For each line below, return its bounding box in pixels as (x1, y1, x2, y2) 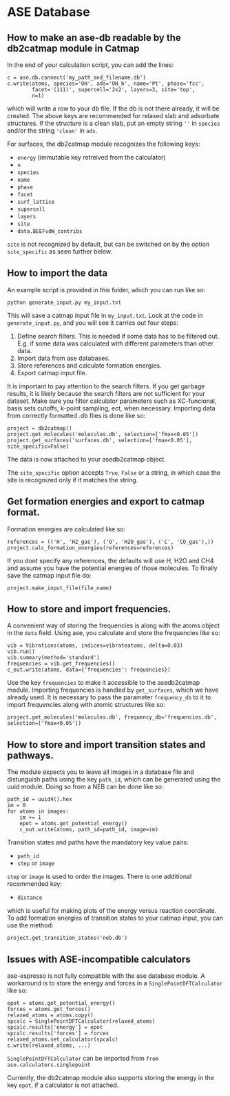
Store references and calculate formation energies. (17, 361, 162, 370)
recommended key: (7, 880, 62, 888)
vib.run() (7, 648, 36, 655)
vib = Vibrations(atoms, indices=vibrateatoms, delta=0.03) (7, 642, 184, 650)
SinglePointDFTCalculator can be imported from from (7, 1055, 159, 1063)
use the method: (7, 921, 54, 929)
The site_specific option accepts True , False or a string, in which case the (7, 468, 221, 477)
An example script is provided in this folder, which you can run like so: (7, 285, 206, 294)
